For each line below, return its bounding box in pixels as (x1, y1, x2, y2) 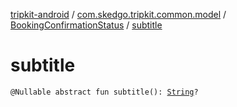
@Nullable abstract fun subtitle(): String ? (10, 87, 199, 97)
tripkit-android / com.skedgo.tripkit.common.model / (10, 9, 227, 20)
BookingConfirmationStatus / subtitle (10, 19, 163, 31)
